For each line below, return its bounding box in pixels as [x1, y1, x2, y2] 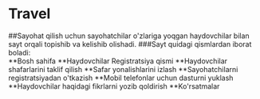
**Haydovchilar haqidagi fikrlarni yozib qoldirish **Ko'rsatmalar [8, 81, 220, 91]
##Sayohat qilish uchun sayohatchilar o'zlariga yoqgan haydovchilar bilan [8, 31, 250, 40]
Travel [8, 5, 51, 23]
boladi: [8, 48, 31, 57]
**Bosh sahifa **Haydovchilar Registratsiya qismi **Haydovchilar [8, 56, 228, 66]
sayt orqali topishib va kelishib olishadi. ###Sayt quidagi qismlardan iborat [8, 39, 252, 48]
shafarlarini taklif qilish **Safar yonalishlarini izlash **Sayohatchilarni [8, 64, 238, 74]
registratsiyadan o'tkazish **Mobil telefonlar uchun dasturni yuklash [8, 73, 234, 82]
